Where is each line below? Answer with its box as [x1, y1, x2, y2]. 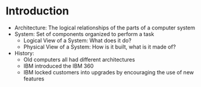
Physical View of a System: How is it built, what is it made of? [23, 43, 176, 50]
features [23, 75, 45, 82]
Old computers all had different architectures [23, 56, 135, 63]
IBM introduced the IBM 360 [23, 62, 94, 70]
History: [14, 49, 34, 56]
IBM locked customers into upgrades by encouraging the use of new [23, 68, 194, 76]
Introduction [5, 4, 69, 18]
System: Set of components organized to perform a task [14, 30, 155, 37]
